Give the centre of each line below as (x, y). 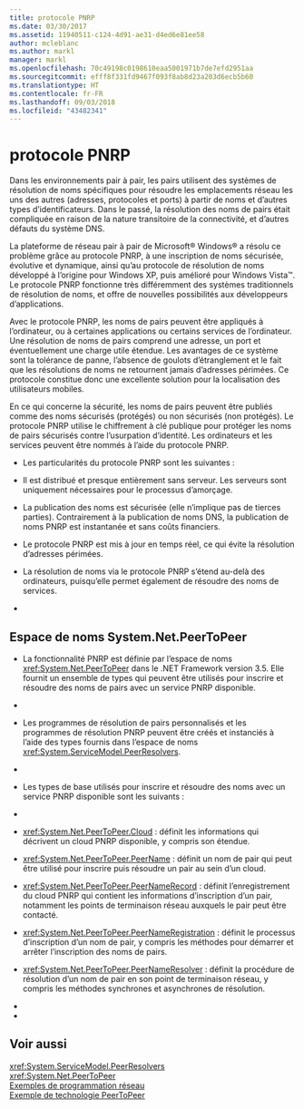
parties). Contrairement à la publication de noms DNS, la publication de (155, 517)
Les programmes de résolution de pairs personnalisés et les (134, 723)
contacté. (40, 915)
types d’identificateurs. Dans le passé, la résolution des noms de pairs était (150, 209)
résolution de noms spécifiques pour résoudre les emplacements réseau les (151, 190)
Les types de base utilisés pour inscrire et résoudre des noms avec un (154, 787)
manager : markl (38, 60)
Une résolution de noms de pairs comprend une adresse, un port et (135, 341)
